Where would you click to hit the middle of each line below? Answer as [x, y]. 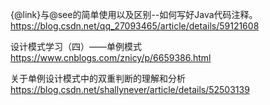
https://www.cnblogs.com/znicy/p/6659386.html [111, 57]
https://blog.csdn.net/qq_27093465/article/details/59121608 [135, 26]
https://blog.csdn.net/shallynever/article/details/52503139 [130, 89]
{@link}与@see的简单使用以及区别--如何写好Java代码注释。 [134, 14]
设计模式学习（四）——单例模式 [76, 46]
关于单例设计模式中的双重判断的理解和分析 [98, 78]
